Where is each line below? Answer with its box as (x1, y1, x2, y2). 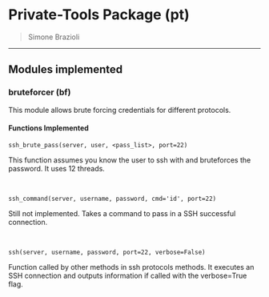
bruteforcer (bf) (8, 86, 71, 98)
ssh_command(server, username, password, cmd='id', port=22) (8, 195, 217, 203)
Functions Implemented (8, 123, 90, 133)
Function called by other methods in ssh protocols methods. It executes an (8, 262, 255, 271)
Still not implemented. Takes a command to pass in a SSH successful (8, 208, 236, 218)
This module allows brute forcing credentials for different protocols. (8, 105, 231, 114)
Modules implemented (8, 62, 122, 77)
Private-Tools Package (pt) (8, 6, 190, 24)
